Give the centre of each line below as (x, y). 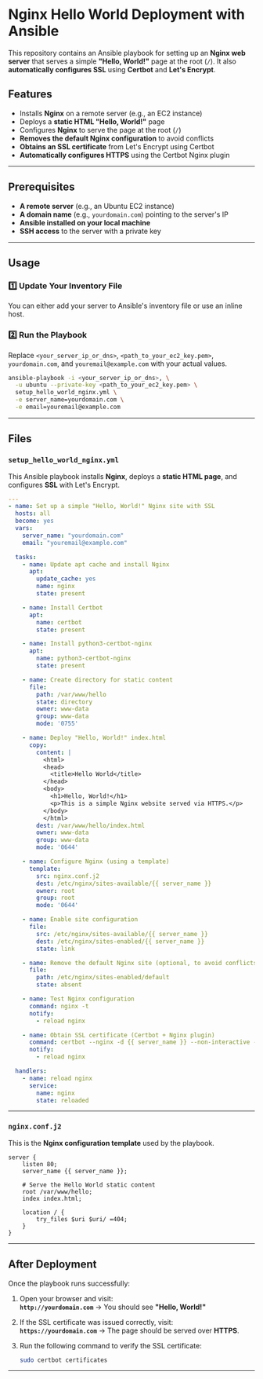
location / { (43, 1212)
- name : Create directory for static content (98, 680)
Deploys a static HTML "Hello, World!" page (92, 121)
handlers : (31, 1071)
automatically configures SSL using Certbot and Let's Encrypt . (112, 69)
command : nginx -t (59, 1006)
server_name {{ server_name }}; (75, 1171)
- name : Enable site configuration (80, 920)
